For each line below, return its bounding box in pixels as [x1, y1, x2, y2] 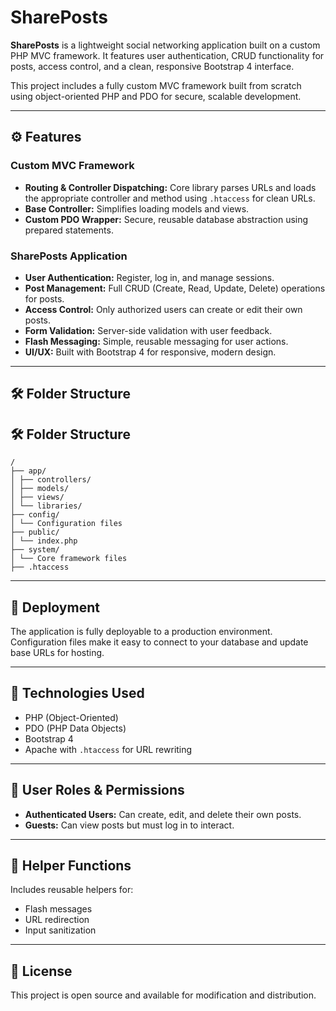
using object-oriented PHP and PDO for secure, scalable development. [10, 90, 302, 102]
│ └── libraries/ [10, 501, 83, 511]
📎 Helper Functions [10, 857, 132, 874]
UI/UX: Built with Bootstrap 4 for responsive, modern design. [24, 346, 277, 358]
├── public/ [10, 527, 60, 538]
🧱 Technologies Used [10, 685, 145, 702]
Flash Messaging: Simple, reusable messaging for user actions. [24, 335, 289, 347]
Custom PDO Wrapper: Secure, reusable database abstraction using [24, 213, 309, 225]
